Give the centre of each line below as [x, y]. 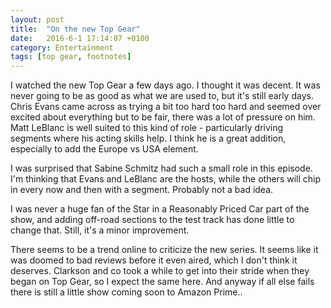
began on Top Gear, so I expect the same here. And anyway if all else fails [162, 282]
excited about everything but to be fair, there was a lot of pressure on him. [163, 117]
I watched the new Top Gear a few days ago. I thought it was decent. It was [165, 85]
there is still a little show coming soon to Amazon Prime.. [126, 292]
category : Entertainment [62, 47]
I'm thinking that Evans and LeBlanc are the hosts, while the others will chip [166, 179]
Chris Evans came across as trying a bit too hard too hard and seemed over [166, 107]
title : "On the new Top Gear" [75, 29]
